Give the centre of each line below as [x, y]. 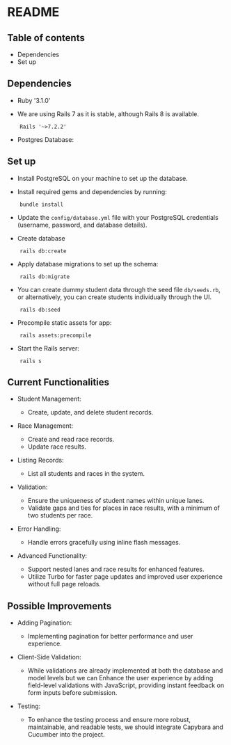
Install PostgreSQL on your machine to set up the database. [102, 178]
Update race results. [57, 447]
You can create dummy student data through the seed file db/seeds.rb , [119, 289]
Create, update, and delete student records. [90, 412]
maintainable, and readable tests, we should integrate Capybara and [126, 727]
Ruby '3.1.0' [34, 100]
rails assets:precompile [56, 335]
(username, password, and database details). [82, 225]
